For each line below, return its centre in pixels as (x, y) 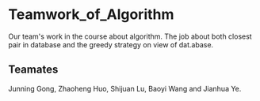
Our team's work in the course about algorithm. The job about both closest (130, 36)
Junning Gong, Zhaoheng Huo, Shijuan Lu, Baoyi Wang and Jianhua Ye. (125, 88)
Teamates (33, 70)
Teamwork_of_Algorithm (91, 15)
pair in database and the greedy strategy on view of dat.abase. (111, 44)
